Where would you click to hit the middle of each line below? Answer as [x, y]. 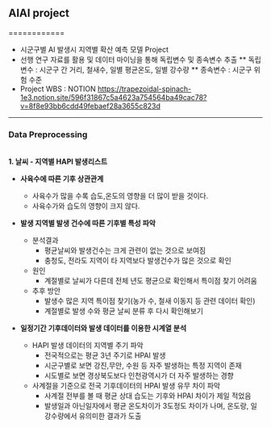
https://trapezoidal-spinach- [144, 89]
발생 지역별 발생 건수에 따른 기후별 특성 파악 [88, 223]
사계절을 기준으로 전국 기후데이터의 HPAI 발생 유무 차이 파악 [126, 386]
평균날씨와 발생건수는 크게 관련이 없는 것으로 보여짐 [125, 250]
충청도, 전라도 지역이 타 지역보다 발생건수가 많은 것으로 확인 [138, 261]
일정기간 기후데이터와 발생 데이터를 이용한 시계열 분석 [103, 328]
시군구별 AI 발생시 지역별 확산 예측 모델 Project [94, 49]
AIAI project [39, 13]
